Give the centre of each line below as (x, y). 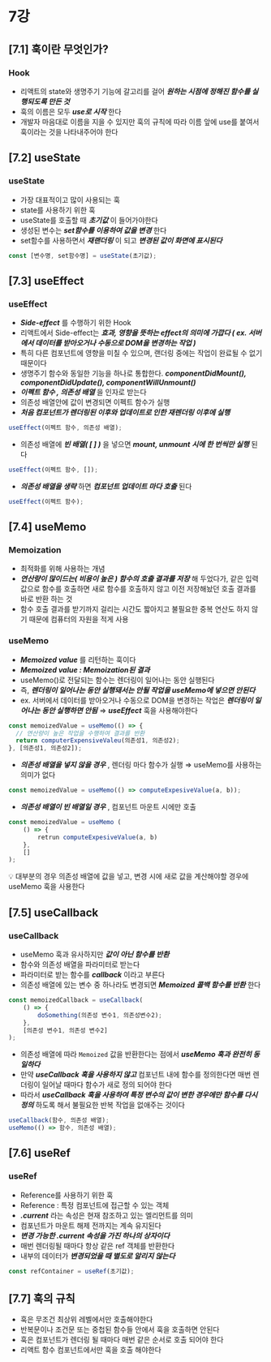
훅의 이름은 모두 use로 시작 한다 (71, 111)
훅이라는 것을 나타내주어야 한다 (69, 131)
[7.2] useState (45, 158)
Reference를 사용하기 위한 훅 (67, 1195)
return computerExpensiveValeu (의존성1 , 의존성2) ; (98, 741)
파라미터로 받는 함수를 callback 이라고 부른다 (92, 975)
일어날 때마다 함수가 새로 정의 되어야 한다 (107, 1085)
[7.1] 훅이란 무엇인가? (58, 49)
